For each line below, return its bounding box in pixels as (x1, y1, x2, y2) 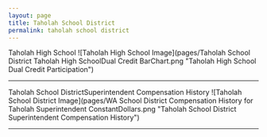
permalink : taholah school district (8, 26, 130, 34)
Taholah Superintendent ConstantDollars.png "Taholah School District (8, 105, 237, 114)
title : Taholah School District (8, 19, 115, 27)
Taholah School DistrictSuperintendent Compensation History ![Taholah (8, 88, 242, 97)
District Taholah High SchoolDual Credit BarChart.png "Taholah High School (8, 56, 257, 66)
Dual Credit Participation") (8, 65, 94, 74)
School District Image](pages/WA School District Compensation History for (8, 96, 253, 105)
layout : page (8, 11, 52, 20)
